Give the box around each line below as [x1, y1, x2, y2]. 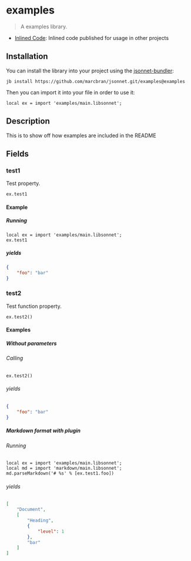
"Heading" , [27, 517, 54, 524]
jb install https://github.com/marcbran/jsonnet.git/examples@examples [6, 78, 185, 84]
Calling [6, 354, 24, 362]
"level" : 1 [37, 528, 65, 535]
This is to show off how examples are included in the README [6, 132, 157, 139]
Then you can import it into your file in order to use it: [6, 89, 135, 96]
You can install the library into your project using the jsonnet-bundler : [6, 67, 175, 74]
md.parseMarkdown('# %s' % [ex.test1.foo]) [6, 470, 115, 477]
